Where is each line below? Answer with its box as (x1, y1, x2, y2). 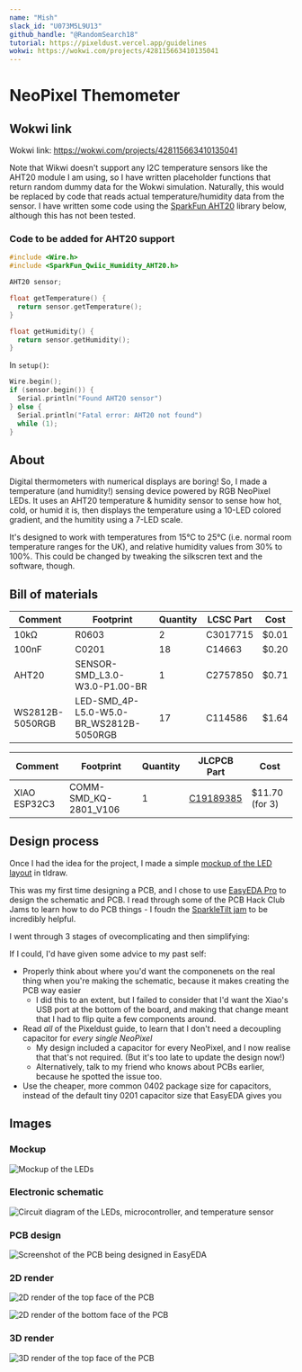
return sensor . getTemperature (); (17, 302, 143, 311)
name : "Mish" (9, 13, 58, 22)
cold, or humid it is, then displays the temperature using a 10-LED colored (9, 505, 281, 516)
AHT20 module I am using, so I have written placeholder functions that (9, 172, 271, 183)
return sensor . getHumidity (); (17, 335, 130, 345)
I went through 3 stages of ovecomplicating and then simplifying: (9, 930, 250, 941)
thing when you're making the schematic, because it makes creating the (22, 975, 289, 986)
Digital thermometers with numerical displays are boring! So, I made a (9, 476, 268, 487)
